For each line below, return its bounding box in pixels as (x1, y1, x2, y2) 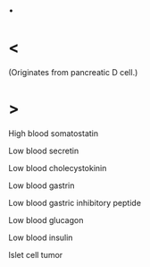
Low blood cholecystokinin (8, 163, 107, 174)
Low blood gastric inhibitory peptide (8, 198, 142, 209)
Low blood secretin (8, 145, 79, 157)
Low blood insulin (8, 232, 73, 243)
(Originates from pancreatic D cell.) (8, 67, 138, 78)
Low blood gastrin (8, 180, 75, 191)
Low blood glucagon (8, 215, 84, 226)
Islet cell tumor (8, 250, 63, 261)
